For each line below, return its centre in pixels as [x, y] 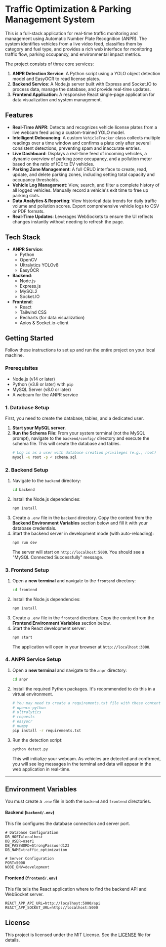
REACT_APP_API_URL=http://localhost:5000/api [53, 903]
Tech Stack [23, 237]
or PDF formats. [28, 211]
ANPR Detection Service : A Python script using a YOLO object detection [86, 73]
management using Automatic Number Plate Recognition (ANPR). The [76, 39]
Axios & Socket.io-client [44, 323]
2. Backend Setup [27, 470]
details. [13, 940]
